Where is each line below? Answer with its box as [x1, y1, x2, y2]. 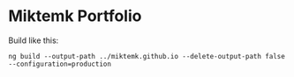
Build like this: [8, 35, 59, 45]
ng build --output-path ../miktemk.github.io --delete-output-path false [8, 52, 286, 60]
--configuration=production [8, 59, 112, 68]
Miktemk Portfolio [8, 6, 142, 26]
